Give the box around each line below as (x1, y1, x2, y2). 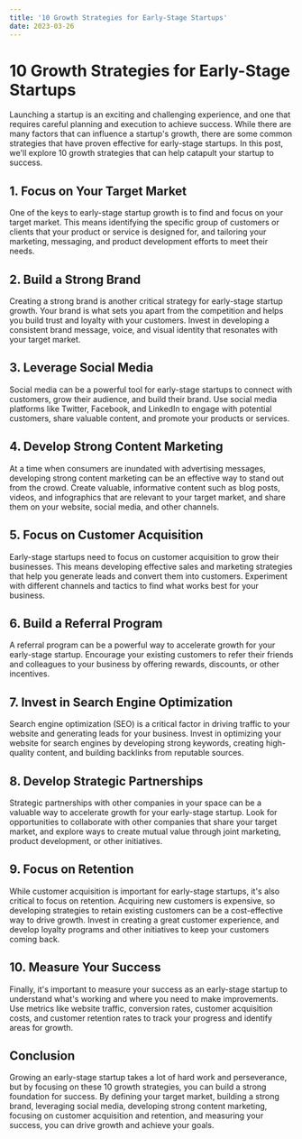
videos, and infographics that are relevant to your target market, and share (9, 491, 286, 502)
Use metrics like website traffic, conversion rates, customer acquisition (9, 1003, 273, 1014)
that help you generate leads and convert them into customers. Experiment (9, 570, 288, 582)
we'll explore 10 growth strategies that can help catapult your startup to (9, 148, 275, 159)
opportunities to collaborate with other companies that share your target (9, 816, 278, 827)
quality (9, 748, 35, 758)
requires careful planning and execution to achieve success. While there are (9, 119, 291, 130)
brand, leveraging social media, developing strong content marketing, (9, 1101, 268, 1112)
